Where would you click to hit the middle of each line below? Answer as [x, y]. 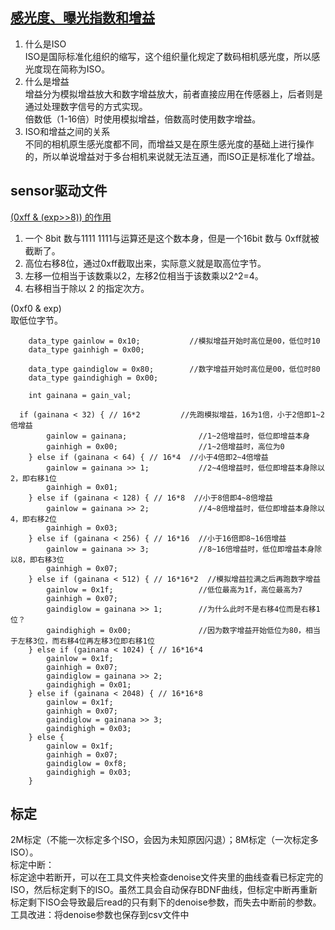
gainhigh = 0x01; [82, 487]
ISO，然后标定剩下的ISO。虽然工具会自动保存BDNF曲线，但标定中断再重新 [164, 890]
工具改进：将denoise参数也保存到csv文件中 [100, 915]
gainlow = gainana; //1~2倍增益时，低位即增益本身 [178, 436]
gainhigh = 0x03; [82, 528]
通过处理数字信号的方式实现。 [86, 106]
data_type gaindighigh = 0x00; [93, 378]
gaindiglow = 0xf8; [87, 763]
